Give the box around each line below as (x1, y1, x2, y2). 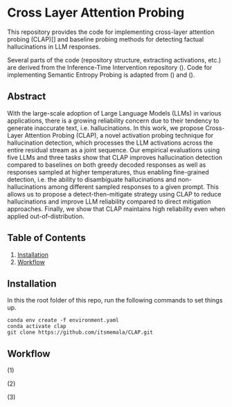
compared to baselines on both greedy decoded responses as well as (7, 161, 206, 169)
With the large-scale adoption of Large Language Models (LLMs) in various (7, 109, 222, 117)
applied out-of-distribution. (7, 212, 84, 220)
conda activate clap (7, 323, 67, 330)
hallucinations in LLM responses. (7, 42, 101, 51)
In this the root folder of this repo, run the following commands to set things (7, 296, 223, 305)
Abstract (7, 91, 46, 102)
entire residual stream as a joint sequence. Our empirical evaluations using (7, 145, 220, 154)
